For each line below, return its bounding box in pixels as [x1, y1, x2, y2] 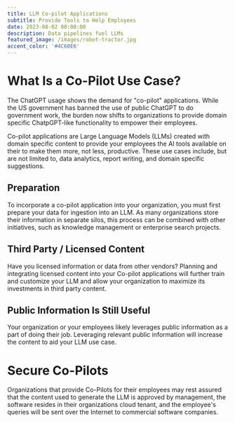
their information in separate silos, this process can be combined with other [7, 215, 226, 224]
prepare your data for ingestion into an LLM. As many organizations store [7, 208, 219, 216]
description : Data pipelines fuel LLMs [7, 29, 124, 37]
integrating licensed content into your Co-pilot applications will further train [7, 269, 225, 277]
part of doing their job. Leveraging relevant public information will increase [7, 331, 223, 339]
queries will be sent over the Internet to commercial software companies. [7, 408, 219, 417]
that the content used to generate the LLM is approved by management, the [7, 393, 227, 401]
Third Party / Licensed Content [7, 243, 145, 256]
